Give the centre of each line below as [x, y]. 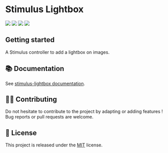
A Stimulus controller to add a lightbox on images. [58, 52]
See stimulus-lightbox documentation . [45, 83]
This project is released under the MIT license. [54, 145]
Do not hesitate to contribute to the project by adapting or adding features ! [84, 111]
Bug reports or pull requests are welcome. [49, 117]
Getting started [30, 40]
